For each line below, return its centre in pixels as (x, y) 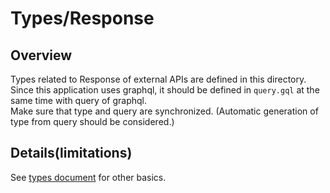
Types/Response (82, 18)
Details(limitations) (71, 153)
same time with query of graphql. (78, 100)
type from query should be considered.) (92, 121)
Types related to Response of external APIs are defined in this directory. (158, 79)
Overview (41, 55)
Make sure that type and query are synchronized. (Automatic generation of (164, 111)
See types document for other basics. (88, 177)
